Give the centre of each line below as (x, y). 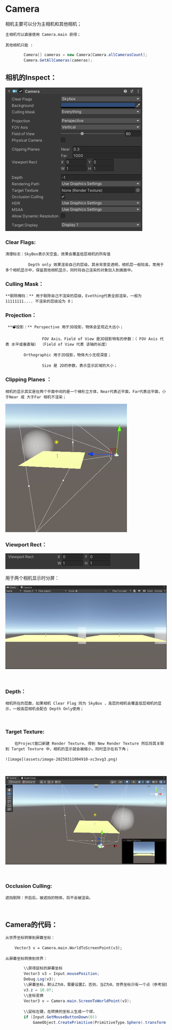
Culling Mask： (25, 284)
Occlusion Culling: (29, 886)
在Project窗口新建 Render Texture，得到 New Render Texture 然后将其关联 (89, 744)
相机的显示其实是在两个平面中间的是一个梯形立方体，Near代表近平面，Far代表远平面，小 (86, 391)
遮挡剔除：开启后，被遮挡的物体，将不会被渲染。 (49, 898)
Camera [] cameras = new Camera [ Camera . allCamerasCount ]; (85, 55)
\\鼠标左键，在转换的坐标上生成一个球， (60, 1012)
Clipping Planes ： (29, 380)
